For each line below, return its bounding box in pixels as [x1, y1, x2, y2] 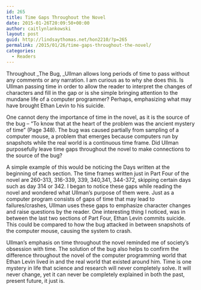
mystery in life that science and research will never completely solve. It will [6, 264, 191, 271]
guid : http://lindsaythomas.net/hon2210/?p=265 [6, 37, 128, 43]
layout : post [6, 31, 39, 37]
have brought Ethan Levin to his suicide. [6, 101, 105, 109]
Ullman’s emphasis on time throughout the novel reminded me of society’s [6, 238, 189, 246]
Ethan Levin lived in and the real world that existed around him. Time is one [6, 258, 192, 265]
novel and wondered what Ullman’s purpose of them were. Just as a [6, 189, 175, 196]
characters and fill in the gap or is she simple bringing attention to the [6, 89, 178, 96]
